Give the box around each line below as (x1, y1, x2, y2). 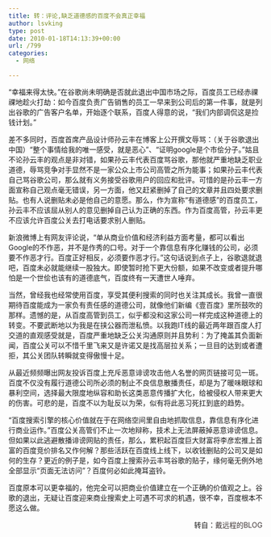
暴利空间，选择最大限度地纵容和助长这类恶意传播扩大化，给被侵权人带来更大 (8, 388, 263, 397)
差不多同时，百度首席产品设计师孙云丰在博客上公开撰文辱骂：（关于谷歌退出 (8, 134, 260, 144)
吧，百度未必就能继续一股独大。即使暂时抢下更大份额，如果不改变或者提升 (8, 262, 256, 272)
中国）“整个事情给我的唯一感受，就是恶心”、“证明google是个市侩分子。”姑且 (8, 145, 260, 154)
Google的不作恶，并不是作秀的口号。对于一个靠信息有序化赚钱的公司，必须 (8, 242, 259, 252)
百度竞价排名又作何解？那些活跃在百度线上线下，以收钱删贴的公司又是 (22, 445, 256, 455)
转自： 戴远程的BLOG (194, 520, 263, 530)
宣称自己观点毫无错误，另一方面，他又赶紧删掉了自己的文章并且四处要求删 (15, 185, 263, 195)
